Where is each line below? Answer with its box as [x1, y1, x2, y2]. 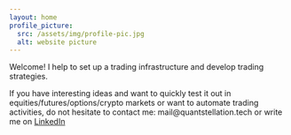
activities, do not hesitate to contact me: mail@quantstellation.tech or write [9, 107, 283, 117]
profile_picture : [9, 21, 74, 30]
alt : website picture [17, 37, 98, 47]
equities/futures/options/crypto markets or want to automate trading [9, 98, 259, 109]
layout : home [9, 12, 58, 22]
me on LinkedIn [9, 116, 66, 127]
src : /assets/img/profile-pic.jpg [17, 29, 145, 38]
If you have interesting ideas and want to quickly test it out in [9, 88, 232, 99]
